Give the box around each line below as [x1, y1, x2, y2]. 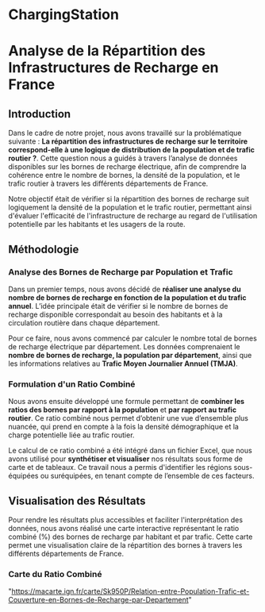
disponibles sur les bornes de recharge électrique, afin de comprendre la [8, 162, 248, 171]
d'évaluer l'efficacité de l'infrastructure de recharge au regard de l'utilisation [8, 211, 258, 221]
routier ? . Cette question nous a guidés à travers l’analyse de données [8, 153, 238, 164]
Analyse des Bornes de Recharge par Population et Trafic [8, 266, 233, 277]
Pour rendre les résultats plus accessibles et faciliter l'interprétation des [8, 514, 244, 525]
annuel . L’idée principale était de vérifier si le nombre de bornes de [8, 301, 229, 310]
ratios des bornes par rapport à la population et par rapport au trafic [8, 405, 236, 414]
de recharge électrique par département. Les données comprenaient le [8, 341, 240, 351]
